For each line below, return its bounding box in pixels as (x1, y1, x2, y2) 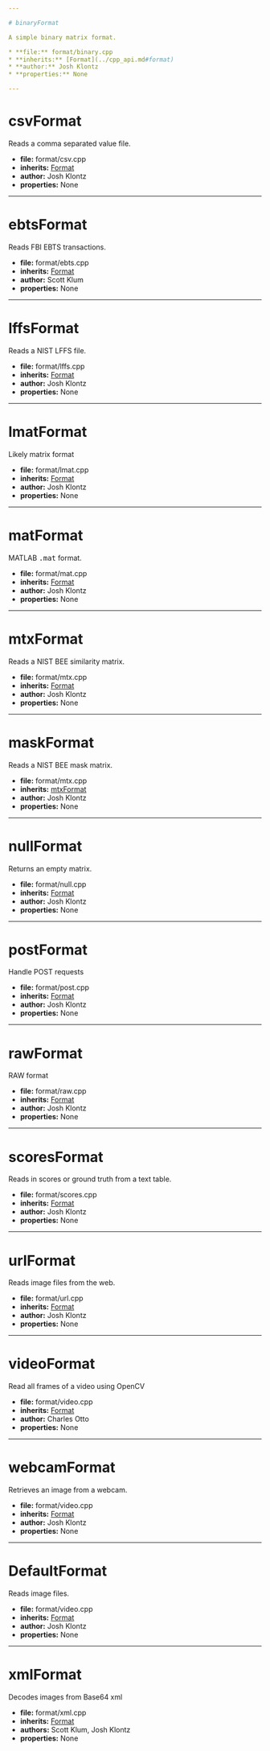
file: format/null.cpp (19, 879, 87, 889)
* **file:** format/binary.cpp (8, 47, 113, 56)
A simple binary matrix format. (8, 33, 117, 41)
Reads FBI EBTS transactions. (8, 242, 107, 252)
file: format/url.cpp (19, 1293, 84, 1304)
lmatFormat (8, 423, 88, 441)
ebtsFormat (8, 216, 88, 234)
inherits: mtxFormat (19, 784, 87, 793)
